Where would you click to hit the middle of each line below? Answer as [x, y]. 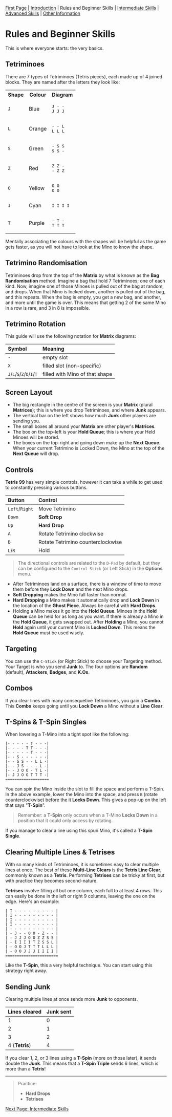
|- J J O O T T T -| [27, 775]
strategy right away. [26, 971]
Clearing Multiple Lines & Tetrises [60, 852]
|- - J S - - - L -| [27, 766]
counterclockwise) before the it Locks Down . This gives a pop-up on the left [86, 800]
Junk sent [59, 1012]
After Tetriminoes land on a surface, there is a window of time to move [87, 584]
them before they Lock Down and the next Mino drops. [71, 589]
